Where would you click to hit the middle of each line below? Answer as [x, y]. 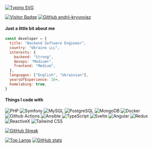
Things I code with [24, 100]
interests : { [23, 52]
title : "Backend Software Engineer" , [48, 43]
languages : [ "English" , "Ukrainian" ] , [49, 75]
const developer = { [26, 39]
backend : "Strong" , [34, 57]
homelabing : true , [28, 84]
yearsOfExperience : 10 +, [35, 80]
